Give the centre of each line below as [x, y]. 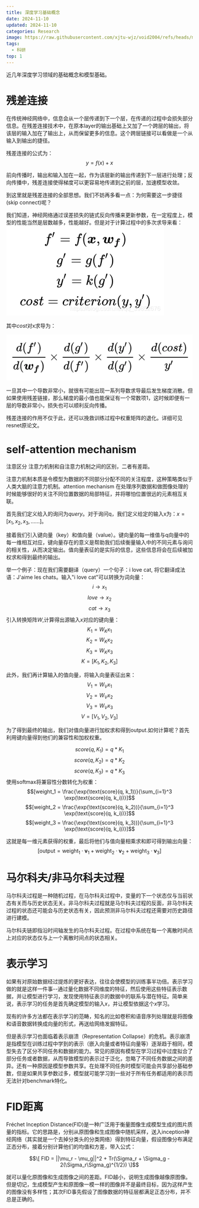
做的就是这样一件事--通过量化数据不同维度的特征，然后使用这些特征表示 [94, 989]
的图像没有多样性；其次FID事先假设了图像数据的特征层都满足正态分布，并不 [99, 1192]
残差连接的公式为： [30, 153]
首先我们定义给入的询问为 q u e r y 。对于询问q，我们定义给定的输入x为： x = [96, 514]
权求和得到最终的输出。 [35, 557]
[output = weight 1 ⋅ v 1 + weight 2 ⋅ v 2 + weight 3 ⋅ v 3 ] [99, 852]
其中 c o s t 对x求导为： [31, 325]
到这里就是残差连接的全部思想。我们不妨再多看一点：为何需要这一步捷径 [94, 195]
